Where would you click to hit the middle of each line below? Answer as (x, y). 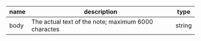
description (100, 12)
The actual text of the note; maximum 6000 (92, 22)
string (184, 25)
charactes (45, 29)
